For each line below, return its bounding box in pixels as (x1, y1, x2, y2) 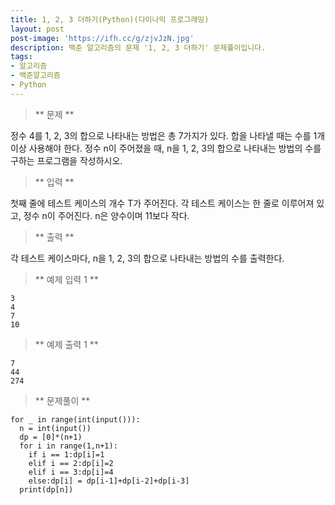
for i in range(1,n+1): (19, 441, 118, 451)
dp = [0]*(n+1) (19, 432, 83, 442)
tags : (10, 52, 33, 62)
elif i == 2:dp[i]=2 (28, 458, 114, 468)
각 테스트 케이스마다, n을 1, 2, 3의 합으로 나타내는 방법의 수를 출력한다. (10, 252, 285, 264)
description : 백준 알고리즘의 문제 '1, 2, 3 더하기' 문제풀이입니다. (10, 42, 267, 53)
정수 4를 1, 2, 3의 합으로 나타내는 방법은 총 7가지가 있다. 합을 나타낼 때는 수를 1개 (10, 129, 326, 141)
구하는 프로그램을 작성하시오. (10, 154, 123, 166)
